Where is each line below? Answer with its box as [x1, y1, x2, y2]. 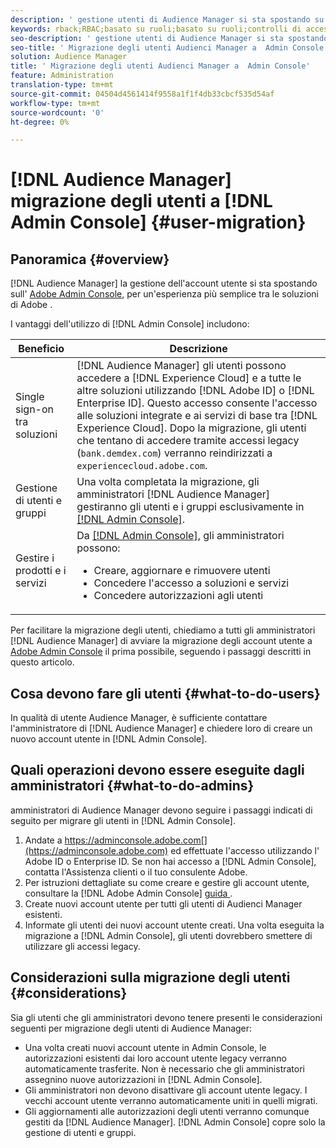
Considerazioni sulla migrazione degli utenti [10, 969, 291, 986]
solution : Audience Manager [10, 52, 128, 62]
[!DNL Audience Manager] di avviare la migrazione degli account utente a [10, 635, 313, 647]
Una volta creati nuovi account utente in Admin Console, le [24, 1041, 267, 1053]
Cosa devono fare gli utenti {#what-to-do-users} [10, 685, 321, 702]
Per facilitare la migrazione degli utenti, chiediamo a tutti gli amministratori [10, 624, 316, 636]
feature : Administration [10, 71, 114, 81]
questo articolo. [10, 656, 75, 668]
